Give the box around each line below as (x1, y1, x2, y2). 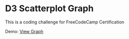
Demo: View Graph (5, 28, 43, 34)
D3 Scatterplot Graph (5, 3, 94, 14)
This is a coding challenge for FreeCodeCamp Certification (5, 19, 125, 25)
